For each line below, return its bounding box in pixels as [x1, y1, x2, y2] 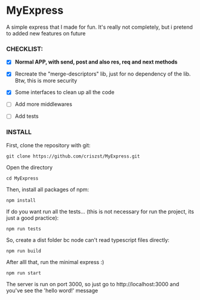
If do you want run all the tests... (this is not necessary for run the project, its [6, 208, 194, 215]
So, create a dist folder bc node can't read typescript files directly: [6, 236, 170, 243]
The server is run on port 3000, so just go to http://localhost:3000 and [6, 280, 179, 287]
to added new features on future [6, 29, 86, 37]
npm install [6, 197, 36, 204]
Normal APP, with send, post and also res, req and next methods [14, 58, 178, 66]
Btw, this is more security [14, 77, 78, 84]
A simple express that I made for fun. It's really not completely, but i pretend [6, 23, 193, 31]
